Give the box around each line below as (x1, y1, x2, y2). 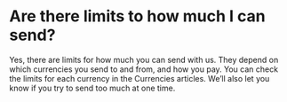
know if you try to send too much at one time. (9, 82, 176, 93)
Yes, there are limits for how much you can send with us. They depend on (9, 54, 279, 65)
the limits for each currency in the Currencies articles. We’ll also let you (9, 73, 270, 83)
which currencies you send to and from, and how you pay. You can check (9, 64, 278, 75)
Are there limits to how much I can (9, 6, 266, 27)
